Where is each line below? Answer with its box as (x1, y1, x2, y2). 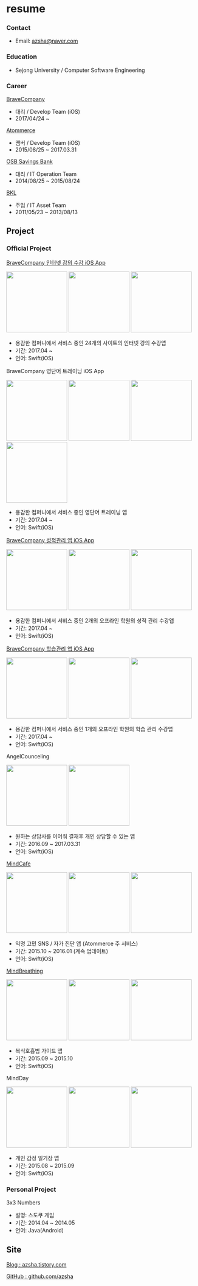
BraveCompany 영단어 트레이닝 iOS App (6, 367, 104, 374)
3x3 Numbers (6, 1199, 41, 1206)
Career (6, 82, 27, 90)
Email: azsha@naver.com (15, 37, 78, 44)
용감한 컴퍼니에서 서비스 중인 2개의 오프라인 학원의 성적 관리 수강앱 (15, 617, 174, 624)
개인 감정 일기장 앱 (15, 1154, 60, 1161)
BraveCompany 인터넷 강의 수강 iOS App (6, 259, 106, 266)
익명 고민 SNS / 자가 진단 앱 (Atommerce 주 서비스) (15, 940, 138, 947)
